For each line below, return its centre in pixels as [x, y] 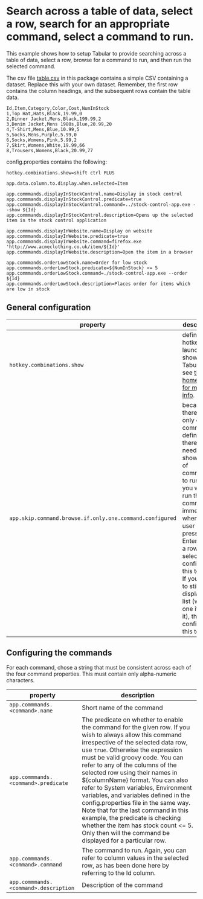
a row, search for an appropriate [88, 24]
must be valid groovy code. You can [133, 757]
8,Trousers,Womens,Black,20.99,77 [50, 150]
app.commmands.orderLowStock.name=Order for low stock [77, 263]
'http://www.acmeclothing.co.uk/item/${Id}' [63, 247]
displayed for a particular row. [124, 840]
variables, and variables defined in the [136, 795]
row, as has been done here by [126, 865]
